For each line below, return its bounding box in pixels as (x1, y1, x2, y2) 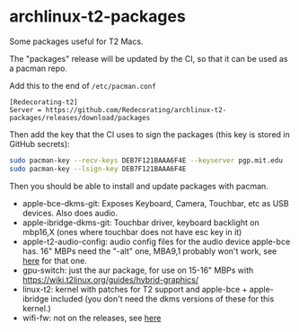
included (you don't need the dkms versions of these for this (50, 293, 275, 304)
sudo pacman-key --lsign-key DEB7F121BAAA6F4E (9, 164, 187, 173)
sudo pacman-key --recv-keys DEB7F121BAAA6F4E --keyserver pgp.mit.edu (9, 155, 283, 165)
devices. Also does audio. (22, 207, 119, 218)
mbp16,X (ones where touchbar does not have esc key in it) (22, 226, 242, 237)
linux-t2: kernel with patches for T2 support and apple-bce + (22, 284, 248, 294)
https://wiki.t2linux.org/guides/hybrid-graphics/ (22, 274, 199, 284)
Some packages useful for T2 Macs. (9, 36, 144, 47)
